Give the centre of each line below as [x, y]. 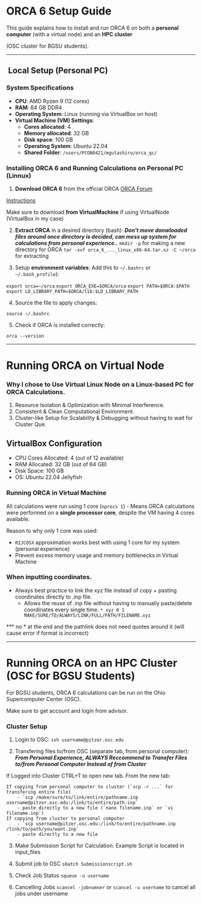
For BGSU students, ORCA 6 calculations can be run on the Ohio [86, 692]
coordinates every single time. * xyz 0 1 [74, 609]
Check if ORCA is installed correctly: [60, 325]
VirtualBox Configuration [54, 443]
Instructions [21, 200]
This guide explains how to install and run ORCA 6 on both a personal [93, 28]
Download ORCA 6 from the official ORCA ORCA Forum [84, 188]
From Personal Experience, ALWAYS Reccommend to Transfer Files [101, 758]
